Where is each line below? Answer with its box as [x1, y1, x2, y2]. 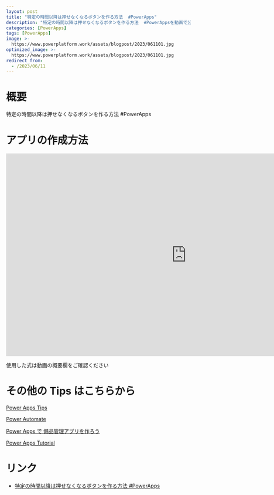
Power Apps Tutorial [6, 439, 55, 446]
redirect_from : [6, 57, 43, 63]
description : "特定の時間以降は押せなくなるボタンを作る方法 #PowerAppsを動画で [6, 19, 188, 25]
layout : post [6, 8, 38, 15]
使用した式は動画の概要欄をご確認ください [6, 362, 109, 369]
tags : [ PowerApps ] [6, 30, 51, 36]
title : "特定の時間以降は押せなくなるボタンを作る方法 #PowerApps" [6, 14, 157, 20]
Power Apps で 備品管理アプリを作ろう [6, 428, 100, 435]
